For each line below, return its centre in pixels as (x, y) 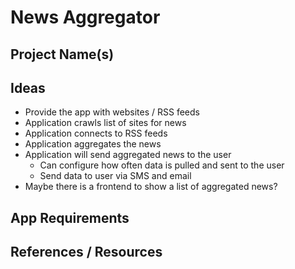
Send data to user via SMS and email (115, 176)
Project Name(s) (62, 54)
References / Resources (86, 252)
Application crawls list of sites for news (105, 123)
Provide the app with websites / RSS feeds (112, 112)
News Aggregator (85, 17)
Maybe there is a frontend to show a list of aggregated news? (151, 187)
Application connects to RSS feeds (96, 133)
